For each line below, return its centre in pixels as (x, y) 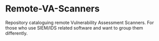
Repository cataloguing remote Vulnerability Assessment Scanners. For (80, 22)
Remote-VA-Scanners (52, 9)
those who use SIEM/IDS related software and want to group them (74, 27)
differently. (16, 33)
